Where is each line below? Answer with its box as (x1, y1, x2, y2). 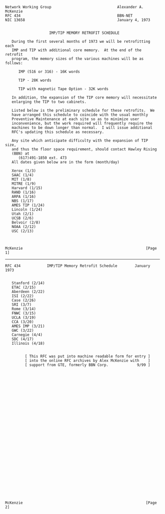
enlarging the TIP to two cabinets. (11, 99, 87, 104)
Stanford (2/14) (11, 281, 45, 286)
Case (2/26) (11, 298, 36, 303)
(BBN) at (11, 151, 29, 156)
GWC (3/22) (11, 328, 34, 333)
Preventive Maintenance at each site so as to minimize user (11, 117, 139, 122)
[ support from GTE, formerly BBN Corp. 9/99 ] (25, 362, 151, 367)
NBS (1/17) (11, 198, 34, 203)
